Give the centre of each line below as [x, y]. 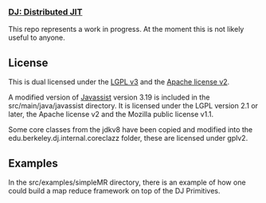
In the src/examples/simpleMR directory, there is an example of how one [127, 182]
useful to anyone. [37, 37]
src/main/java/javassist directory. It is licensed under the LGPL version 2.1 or [133, 106]
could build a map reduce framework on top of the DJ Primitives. [114, 190]
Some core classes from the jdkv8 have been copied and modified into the [131, 130]
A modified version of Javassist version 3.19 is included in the [109, 97]
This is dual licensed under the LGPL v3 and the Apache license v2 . [119, 82]
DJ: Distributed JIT [45, 12]
